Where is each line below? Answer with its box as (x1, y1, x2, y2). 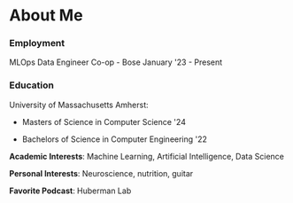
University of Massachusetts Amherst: (9, 99, 149, 110)
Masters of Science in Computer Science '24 (21, 116, 186, 127)
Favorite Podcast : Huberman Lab (9, 185, 132, 196)
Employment (9, 37, 66, 50)
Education (9, 79, 55, 91)
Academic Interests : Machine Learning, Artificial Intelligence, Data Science (9, 151, 285, 161)
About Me (9, 5, 83, 26)
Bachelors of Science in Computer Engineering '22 (21, 134, 208, 144)
